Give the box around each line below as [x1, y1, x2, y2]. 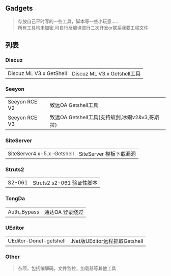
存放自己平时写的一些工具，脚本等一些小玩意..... [17, 18, 118, 24]
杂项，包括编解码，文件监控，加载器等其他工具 [17, 265, 116, 271]
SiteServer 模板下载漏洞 [78, 150, 136, 157]
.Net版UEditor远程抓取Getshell [70, 237, 144, 244]
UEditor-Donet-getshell [8, 237, 66, 244]
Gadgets [5, 4, 33, 13]
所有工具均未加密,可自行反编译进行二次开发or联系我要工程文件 [17, 24, 149, 31]
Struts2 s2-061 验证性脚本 [33, 179, 98, 186]
